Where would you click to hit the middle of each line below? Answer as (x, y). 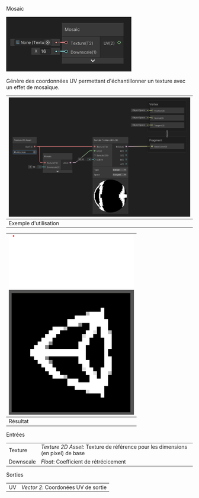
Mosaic (15, 9)
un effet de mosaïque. (33, 87)
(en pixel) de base (63, 453)
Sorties (15, 475)
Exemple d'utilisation (34, 223)
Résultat (19, 421)
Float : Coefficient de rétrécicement (83, 461)
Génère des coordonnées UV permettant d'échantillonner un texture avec (96, 81)
